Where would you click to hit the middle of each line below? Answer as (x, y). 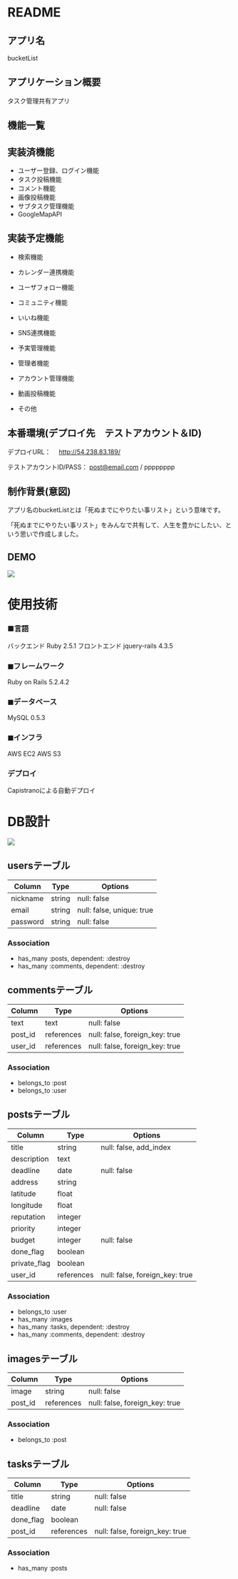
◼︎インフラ (25, 738)
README (34, 12)
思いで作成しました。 (51, 534)
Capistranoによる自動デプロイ (52, 790)
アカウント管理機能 (46, 378)
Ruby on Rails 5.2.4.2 (38, 682)
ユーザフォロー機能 (46, 287)
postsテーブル (38, 1115)
